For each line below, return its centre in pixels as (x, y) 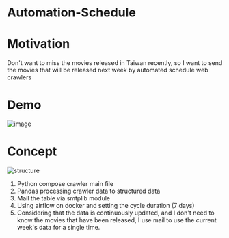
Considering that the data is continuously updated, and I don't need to (116, 213)
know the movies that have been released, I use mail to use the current (117, 220)
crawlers (19, 77)
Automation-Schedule (72, 13)
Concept (32, 151)
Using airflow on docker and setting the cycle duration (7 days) (106, 206)
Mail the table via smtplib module (64, 198)
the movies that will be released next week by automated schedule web (108, 70)
